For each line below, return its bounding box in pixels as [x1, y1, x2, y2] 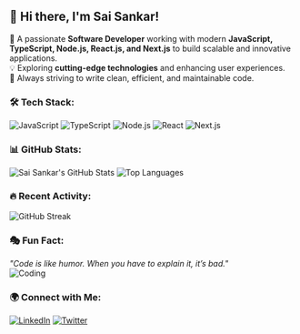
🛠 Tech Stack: [9, 96, 75, 108]
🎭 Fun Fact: [9, 234, 65, 247]
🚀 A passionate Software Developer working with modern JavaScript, [9, 33, 273, 44]
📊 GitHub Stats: [9, 143, 82, 156]
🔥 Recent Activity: [9, 190, 92, 203]
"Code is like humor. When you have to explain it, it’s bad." [9, 258, 229, 268]
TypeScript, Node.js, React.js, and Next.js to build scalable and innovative [9, 43, 291, 54]
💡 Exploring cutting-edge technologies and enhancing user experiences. [9, 62, 285, 73]
